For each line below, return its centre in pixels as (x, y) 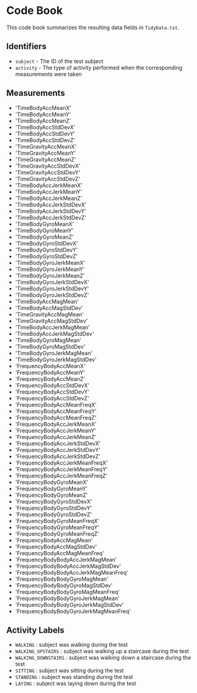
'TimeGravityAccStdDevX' (48, 166)
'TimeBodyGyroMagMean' (48, 340)
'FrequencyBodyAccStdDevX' (52, 385)
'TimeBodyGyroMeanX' (44, 224)
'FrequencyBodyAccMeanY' (50, 372)
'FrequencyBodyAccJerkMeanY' (55, 430)
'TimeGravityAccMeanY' (45, 153)
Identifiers (26, 46)
